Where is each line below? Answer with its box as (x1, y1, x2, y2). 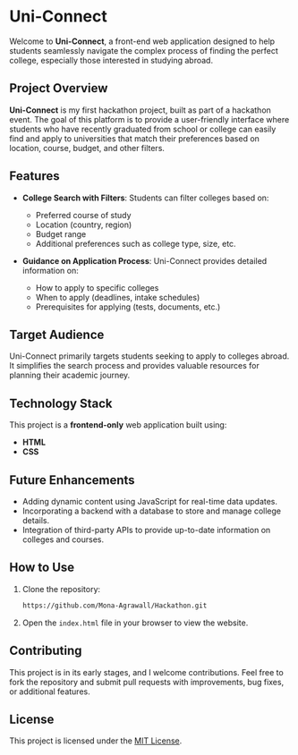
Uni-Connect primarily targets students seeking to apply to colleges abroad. (9, 351, 290, 361)
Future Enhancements (9, 472, 136, 488)
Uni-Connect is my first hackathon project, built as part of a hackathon (9, 105, 271, 115)
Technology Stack (9, 395, 113, 411)
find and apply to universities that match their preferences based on (9, 132, 260, 144)
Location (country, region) (35, 219, 132, 230)
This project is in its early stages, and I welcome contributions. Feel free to (9, 666, 284, 677)
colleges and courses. (21, 534, 105, 545)
